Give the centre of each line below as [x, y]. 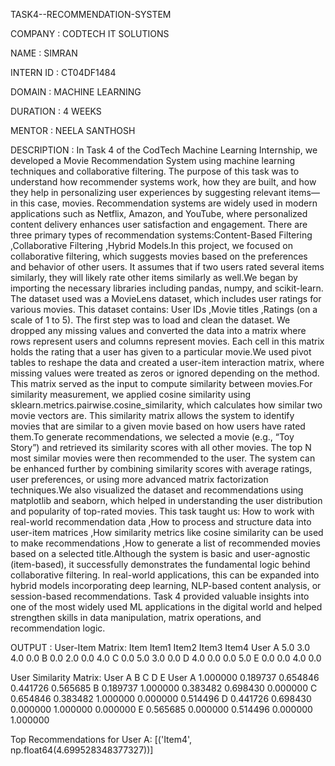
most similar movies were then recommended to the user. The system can [163, 458]
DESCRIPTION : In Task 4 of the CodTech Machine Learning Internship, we [164, 150]
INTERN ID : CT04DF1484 [63, 72]
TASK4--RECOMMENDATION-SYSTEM [91, 14]
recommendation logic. [58, 628]
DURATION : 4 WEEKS [56, 111]
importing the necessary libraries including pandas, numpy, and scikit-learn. [167, 288]
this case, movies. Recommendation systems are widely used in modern [168, 203]
